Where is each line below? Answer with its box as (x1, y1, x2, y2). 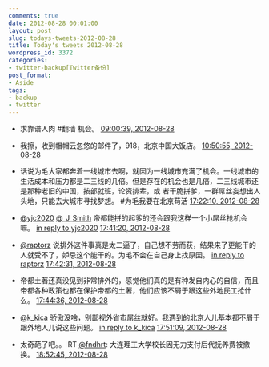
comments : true (8, 11, 59, 20)
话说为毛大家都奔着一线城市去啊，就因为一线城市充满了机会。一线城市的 (19, 166, 259, 176)
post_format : (8, 71, 52, 79)
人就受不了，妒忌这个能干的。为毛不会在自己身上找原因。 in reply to (19, 250, 245, 260)
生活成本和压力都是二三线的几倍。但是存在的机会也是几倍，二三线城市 (19, 177, 252, 186)
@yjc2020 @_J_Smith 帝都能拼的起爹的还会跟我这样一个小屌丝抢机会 (19, 213, 248, 223)
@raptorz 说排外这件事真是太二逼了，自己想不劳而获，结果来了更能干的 (19, 241, 256, 250)
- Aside (8, 78, 34, 86)
